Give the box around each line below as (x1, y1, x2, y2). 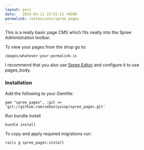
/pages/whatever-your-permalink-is (5, 54, 77, 58)
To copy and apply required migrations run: (5, 131, 92, 136)
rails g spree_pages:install (5, 140, 64, 145)
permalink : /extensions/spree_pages (5, 16, 79, 21)
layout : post (5, 7, 32, 12)
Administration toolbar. (5, 35, 51, 40)
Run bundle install (5, 112, 41, 118)
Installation (5, 79, 33, 86)
